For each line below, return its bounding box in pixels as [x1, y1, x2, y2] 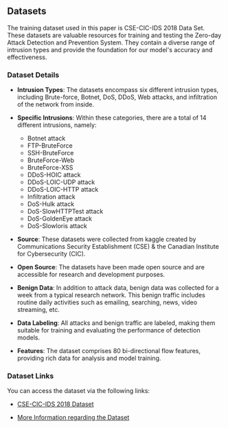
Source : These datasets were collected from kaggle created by [16, 235, 196, 243]
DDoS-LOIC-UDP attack [27, 178, 95, 186]
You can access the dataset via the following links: [7, 387, 150, 395]
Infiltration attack [27, 192, 76, 201]
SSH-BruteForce [27, 149, 74, 157]
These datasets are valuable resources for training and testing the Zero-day [7, 31, 222, 39]
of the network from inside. [16, 100, 95, 109]
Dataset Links [7, 371, 54, 381]
